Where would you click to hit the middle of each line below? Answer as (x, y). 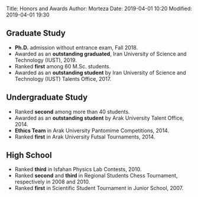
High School (29, 155)
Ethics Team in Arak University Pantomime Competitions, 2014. (92, 130)
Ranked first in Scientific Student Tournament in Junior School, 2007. (99, 188)
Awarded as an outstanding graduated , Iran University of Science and (101, 54)
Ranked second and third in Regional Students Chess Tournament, (96, 176)
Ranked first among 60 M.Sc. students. (63, 66)
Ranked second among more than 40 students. (72, 111)
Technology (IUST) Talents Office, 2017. (63, 78)
